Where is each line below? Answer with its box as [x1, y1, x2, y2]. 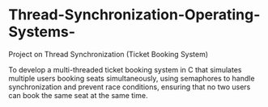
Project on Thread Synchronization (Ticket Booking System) [8, 49, 209, 59]
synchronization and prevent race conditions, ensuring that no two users [8, 82, 251, 92]
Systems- [8, 23, 75, 41]
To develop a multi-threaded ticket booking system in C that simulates [8, 64, 242, 74]
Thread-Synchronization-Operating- [8, 6, 261, 24]
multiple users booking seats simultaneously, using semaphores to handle [8, 73, 255, 83]
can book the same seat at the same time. [8, 90, 148, 100]
